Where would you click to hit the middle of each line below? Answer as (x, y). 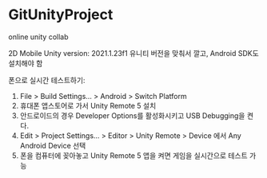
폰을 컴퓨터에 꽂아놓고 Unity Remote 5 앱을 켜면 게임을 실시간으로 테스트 (133, 155)
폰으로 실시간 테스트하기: (47, 80)
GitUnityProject (61, 15)
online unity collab (39, 37)
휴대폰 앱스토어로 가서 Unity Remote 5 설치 (88, 105)
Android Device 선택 (53, 145)
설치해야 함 (26, 63)
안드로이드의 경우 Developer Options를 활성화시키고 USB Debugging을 (132, 115)
